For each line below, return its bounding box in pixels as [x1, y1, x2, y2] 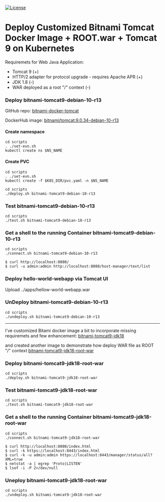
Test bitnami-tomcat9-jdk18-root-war [5, 387, 97, 394]
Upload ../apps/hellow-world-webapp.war [5, 286, 90, 293]
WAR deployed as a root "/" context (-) [12, 84, 91, 90]
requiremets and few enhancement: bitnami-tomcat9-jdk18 [5, 333, 124, 338]
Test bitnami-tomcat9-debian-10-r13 [5, 202, 95, 209]
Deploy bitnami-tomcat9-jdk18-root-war [5, 360, 104, 367]
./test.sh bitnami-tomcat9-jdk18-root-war [5, 402, 93, 407]
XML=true [5, 457, 23, 462]
